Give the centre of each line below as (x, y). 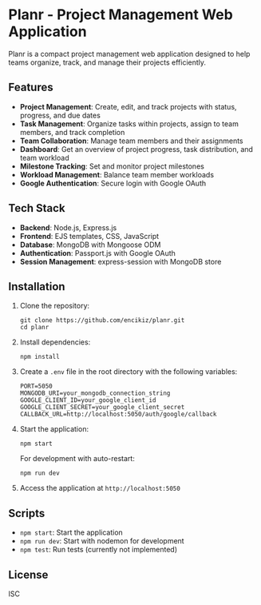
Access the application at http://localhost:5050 (100, 488)
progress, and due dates (60, 115)
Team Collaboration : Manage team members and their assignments (131, 141)
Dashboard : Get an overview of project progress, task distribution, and (136, 149)
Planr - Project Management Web (121, 15)
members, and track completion (72, 132)
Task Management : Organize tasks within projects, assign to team (129, 123)
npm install (40, 357)
